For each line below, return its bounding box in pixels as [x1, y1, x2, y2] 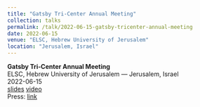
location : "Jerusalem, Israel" [7, 43, 99, 50]
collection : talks [7, 17, 61, 24]
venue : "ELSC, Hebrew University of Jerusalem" [7, 37, 149, 44]
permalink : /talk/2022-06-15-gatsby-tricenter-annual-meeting [7, 23, 193, 30]
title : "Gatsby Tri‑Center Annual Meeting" [7, 10, 137, 18]
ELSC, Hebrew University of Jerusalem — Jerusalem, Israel [7, 70, 179, 78]
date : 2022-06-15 [7, 30, 58, 37]
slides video [7, 85, 42, 93]
